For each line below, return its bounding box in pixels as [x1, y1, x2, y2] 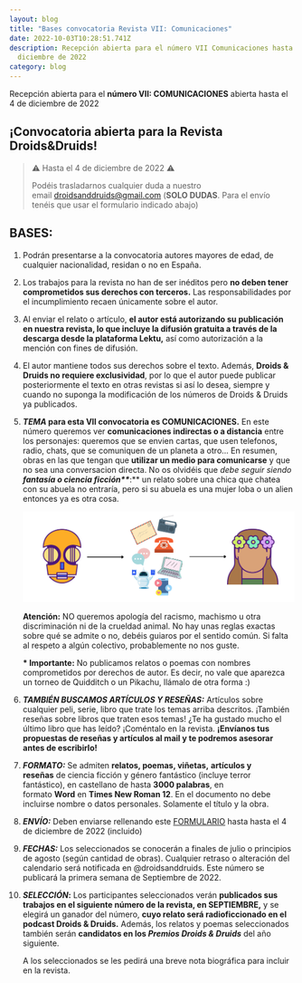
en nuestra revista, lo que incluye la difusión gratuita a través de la [22, 323, 278, 334]
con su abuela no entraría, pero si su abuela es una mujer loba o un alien [22, 483, 294, 494]
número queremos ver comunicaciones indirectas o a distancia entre [22, 426, 285, 437]
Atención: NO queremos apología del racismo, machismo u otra [22, 611, 261, 622]
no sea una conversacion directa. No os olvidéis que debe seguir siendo [22, 464, 292, 475]
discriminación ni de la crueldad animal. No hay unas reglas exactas [22, 621, 276, 631]
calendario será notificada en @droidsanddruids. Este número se [22, 862, 265, 873]
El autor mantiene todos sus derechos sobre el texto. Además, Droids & [22, 360, 289, 371]
